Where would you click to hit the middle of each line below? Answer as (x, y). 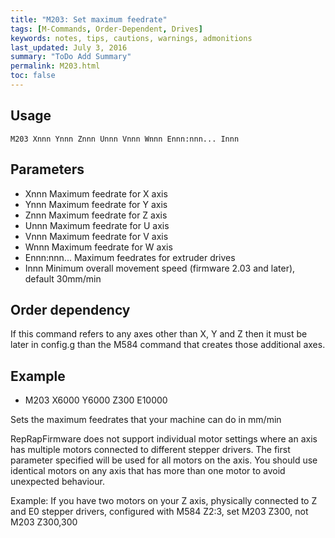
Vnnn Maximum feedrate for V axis (96, 236)
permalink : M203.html (55, 66)
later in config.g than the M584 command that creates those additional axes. (168, 345)
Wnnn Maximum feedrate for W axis (98, 247)
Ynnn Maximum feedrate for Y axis (96, 204)
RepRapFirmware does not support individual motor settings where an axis (164, 439)
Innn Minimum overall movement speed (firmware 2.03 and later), (160, 268)
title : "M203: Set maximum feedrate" (89, 19)
